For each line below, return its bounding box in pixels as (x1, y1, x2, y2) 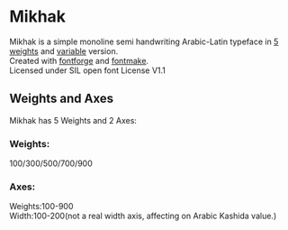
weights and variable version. (9, 45, 119, 56)
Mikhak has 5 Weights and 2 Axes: (9, 115, 138, 125)
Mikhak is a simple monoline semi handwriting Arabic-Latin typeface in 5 (9, 36, 279, 47)
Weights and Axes (9, 91, 114, 106)
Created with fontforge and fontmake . (9, 55, 149, 66)
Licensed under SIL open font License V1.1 (9, 65, 166, 76)
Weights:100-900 (9, 201, 74, 212)
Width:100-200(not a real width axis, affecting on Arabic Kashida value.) (9, 210, 277, 222)
